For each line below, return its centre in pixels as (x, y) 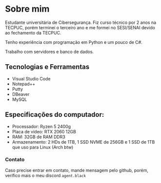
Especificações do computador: (55, 115)
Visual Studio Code (31, 78)
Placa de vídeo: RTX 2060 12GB (44, 131)
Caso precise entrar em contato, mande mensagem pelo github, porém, (77, 170)
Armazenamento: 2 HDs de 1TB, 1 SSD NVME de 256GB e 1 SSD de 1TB (83, 142)
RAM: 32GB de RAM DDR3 (39, 137)
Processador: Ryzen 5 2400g (41, 126)
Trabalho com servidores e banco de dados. (49, 52)
